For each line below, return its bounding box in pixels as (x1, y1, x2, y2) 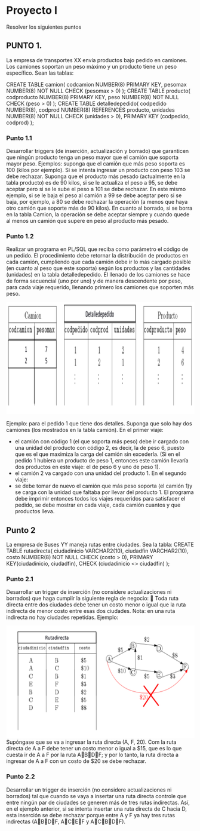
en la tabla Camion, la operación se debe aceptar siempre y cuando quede (6, 211, 190, 218)
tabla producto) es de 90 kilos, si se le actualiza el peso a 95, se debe (6, 179, 178, 186)
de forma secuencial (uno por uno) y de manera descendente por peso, (6, 277, 183, 284)
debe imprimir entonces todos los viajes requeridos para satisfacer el (14, 495, 186, 502)
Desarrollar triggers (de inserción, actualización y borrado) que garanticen (6, 148, 189, 155)
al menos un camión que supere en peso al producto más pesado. (6, 217, 169, 225)
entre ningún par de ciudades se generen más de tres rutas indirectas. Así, (6, 799, 190, 806)
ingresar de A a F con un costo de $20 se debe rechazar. (6, 758, 147, 765)
